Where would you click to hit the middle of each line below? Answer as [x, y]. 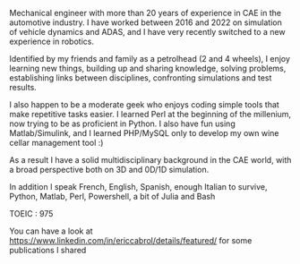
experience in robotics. [51, 41]
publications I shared [48, 250]
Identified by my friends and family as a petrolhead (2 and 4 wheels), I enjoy [150, 59]
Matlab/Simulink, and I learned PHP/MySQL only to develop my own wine [144, 133]
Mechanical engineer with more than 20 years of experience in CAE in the [146, 13]
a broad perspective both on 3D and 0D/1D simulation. [109, 170]
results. [23, 87]
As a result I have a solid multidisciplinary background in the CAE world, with [150, 160]
